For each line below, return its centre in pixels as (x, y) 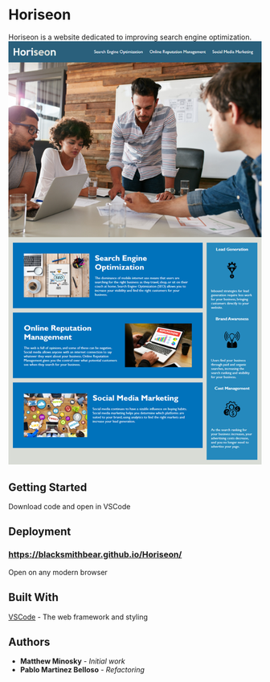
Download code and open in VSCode (70, 507)
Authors (29, 641)
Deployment (40, 532)
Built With (33, 597)
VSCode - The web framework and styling (78, 617)
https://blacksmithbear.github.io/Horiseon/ (95, 554)
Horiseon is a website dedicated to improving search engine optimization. (130, 37)
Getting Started (48, 487)
